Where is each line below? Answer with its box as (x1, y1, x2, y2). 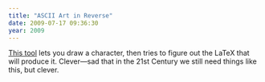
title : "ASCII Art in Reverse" (8, 11, 113, 20)
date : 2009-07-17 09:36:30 (8, 19, 99, 27)
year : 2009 (8, 26, 45, 34)
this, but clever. (8, 65, 59, 75)
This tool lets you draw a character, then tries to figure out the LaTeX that (8, 49, 251, 58)
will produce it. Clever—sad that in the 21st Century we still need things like (8, 57, 257, 66)
